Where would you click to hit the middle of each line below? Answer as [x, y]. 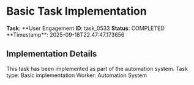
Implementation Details [52, 54]
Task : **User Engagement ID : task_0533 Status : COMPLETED [86, 28]
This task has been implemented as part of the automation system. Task [97, 68]
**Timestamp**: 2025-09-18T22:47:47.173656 [65, 34]
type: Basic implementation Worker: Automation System [77, 75]
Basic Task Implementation [76, 11]
